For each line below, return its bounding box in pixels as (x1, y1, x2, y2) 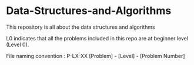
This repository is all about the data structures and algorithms (6, 23, 155, 30)
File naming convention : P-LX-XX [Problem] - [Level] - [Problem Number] (6, 52, 185, 59)
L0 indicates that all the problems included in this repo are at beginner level (6, 35, 189, 42)
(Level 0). (6, 41, 29, 48)
